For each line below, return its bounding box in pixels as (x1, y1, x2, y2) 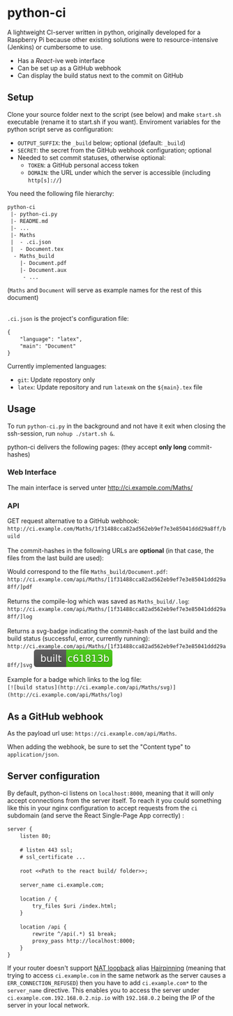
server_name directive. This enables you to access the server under (7, 986, 200, 994)
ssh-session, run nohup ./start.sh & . (7, 429, 115, 438)
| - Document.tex (10, 245, 64, 252)
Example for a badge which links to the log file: (7, 675, 142, 684)
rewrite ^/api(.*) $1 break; (32, 930, 117, 938)
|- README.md (10, 217, 49, 224)
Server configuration (7, 771, 100, 782)
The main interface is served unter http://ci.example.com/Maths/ (7, 483, 193, 492)
